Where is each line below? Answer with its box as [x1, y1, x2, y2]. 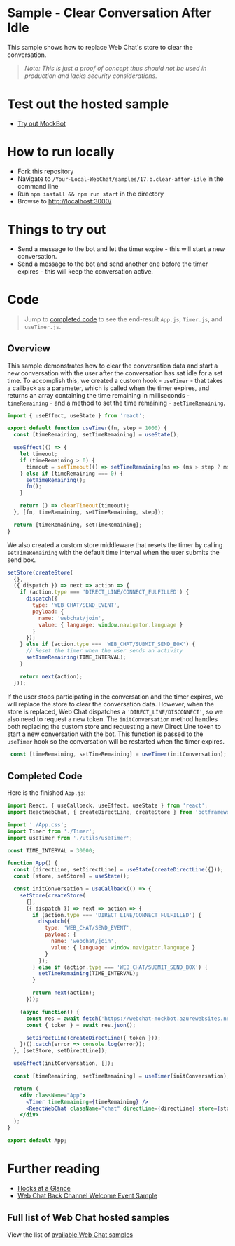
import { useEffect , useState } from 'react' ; [7, 412, 145, 419]
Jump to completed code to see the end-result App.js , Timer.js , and [24, 314, 222, 323]
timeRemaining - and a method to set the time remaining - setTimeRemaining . [7, 398, 226, 407]
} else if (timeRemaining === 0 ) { [20, 470, 124, 477]
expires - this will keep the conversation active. [17, 267, 154, 275]
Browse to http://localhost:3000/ [17, 196, 112, 205]
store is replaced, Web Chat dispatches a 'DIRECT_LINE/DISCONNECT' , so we [7, 707, 224, 716]
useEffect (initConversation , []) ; [13, 1060, 114, 1067]
